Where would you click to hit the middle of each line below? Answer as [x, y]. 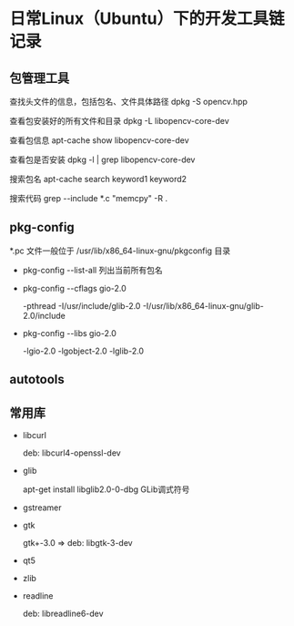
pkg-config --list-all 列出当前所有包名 [92, 270]
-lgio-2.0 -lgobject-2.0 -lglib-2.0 [83, 351]
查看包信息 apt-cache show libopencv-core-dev [99, 140]
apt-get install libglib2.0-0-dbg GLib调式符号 [106, 489]
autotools [37, 380]
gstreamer [42, 508]
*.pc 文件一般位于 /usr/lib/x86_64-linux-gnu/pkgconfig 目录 [120, 251]
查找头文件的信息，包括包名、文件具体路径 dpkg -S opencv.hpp [129, 102]
